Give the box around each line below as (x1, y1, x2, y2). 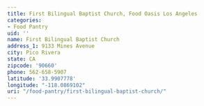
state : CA (7, 56, 36, 63)
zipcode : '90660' (7, 62, 58, 69)
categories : (7, 17, 42, 24)
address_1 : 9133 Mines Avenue (7, 43, 95, 50)
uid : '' (7, 29, 30, 37)
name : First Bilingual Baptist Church (7, 36, 120, 43)
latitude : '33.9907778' (7, 75, 77, 82)
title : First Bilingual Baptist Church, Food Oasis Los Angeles (7, 10, 198, 17)
